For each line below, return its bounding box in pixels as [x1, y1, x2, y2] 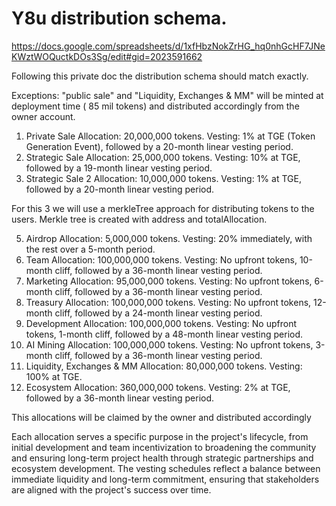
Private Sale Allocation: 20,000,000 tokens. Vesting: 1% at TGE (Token [25, 130, 316, 142]
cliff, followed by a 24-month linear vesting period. [54, 307, 263, 319]
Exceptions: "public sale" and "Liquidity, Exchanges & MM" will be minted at [11, 89, 324, 101]
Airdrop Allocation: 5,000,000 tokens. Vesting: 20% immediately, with [25, 232, 313, 244]
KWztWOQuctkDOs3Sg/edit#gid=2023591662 [11, 50, 203, 62]
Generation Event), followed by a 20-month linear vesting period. [25, 140, 294, 152]
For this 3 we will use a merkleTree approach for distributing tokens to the [11, 202, 315, 214]
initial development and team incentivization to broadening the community [11, 441, 317, 453]
